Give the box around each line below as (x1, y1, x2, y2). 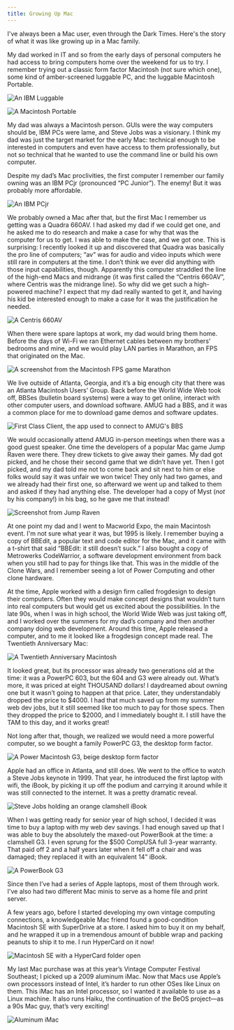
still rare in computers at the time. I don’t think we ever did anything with (7, 258, 215, 266)
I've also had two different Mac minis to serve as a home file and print (7, 887, 208, 895)
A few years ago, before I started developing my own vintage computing (7, 908, 215, 916)
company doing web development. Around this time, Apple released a (7, 624, 208, 633)
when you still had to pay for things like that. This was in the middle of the (7, 559, 219, 567)
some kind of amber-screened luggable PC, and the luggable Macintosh (7, 73, 215, 81)
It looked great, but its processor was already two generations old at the (7, 666, 214, 675)
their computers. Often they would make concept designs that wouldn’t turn (7, 594, 226, 603)
